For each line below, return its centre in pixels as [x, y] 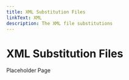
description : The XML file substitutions [60, 23]
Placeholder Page [28, 70]
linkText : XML [24, 18]
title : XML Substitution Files [46, 12]
